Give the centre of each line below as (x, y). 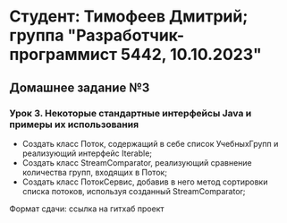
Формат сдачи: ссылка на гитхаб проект (87, 209)
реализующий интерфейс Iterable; (87, 153)
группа (37, 35)
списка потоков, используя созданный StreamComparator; (134, 191)
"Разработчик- (126, 35)
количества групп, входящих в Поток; (95, 172)
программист (63, 55)
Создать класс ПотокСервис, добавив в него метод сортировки (145, 182)
